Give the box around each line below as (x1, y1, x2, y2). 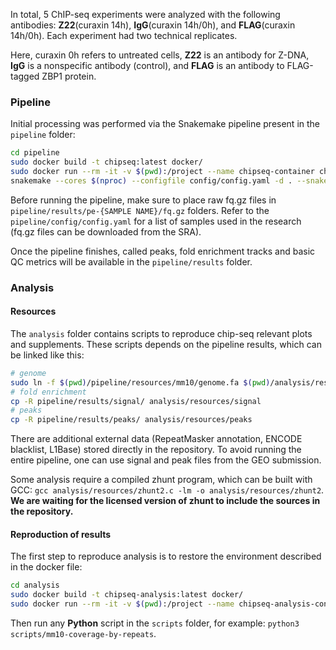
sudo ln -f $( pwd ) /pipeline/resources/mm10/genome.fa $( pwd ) (10, 377, 271, 388)
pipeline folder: (10, 129, 76, 141)
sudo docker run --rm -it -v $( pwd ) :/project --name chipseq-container (10, 167, 315, 177)
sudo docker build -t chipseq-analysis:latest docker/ (10, 590, 244, 600)
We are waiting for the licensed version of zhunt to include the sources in (10, 495, 321, 507)
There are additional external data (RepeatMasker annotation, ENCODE (10, 433, 303, 445)
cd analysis (10, 580, 60, 591)
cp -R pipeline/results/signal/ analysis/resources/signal (10, 396, 262, 406)
